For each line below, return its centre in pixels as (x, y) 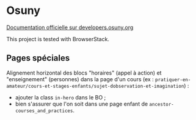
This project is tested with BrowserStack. (58, 39)
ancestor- (162, 104)
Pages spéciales (38, 58)
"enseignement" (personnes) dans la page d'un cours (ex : (80, 79)
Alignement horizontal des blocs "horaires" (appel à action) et (84, 73)
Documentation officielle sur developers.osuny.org (70, 27)
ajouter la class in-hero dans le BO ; (60, 97)
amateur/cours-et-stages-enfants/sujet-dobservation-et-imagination (95, 86)
